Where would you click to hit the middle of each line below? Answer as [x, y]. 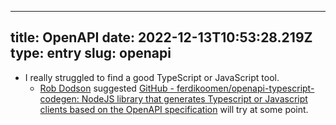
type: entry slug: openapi [91, 53]
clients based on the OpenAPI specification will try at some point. [174, 109]
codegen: [59, 98]
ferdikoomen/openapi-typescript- [245, 88]
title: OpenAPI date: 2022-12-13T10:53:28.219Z [161, 37]
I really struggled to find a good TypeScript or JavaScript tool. [152, 77]
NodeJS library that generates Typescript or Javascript [194, 98]
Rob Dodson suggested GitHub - [107, 88]
